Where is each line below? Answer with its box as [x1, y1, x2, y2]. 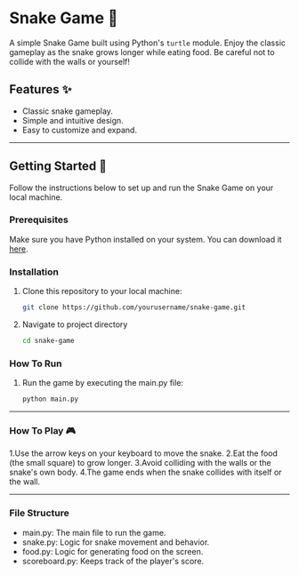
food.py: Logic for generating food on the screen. [21, 546, 204, 556]
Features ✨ [9, 82, 72, 97]
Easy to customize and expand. [21, 124, 138, 135]
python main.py [21, 395, 79, 403]
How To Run [9, 357, 62, 370]
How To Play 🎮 [9, 425, 77, 436]
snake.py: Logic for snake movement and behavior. [21, 537, 210, 547]
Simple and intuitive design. [21, 115, 125, 125]
